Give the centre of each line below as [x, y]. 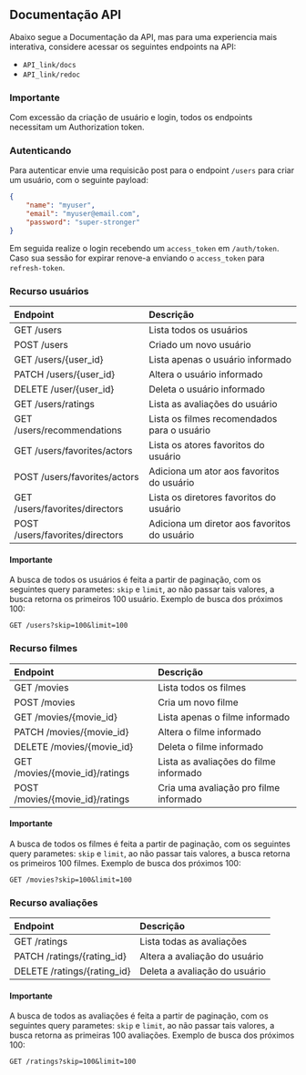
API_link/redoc [51, 75]
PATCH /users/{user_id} [65, 374]
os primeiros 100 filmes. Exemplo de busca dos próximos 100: [125, 863]
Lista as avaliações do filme [217, 762]
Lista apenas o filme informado [224, 717]
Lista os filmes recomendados [213, 419]
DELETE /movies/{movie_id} [74, 746]
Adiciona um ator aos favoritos [214, 471]
